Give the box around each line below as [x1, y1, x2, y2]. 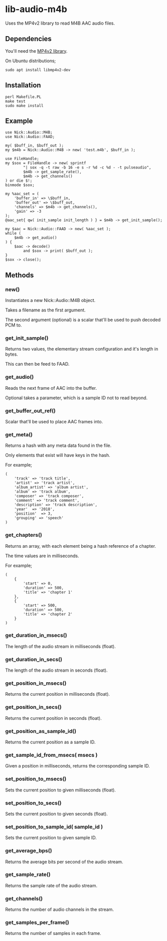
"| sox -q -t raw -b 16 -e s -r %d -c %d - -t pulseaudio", [23, 165, 151, 170]
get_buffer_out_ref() [5, 407, 56, 414]
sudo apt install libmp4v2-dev [5, 67, 71, 72]
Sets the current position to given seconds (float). [5, 811, 108, 817]
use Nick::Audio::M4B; [5, 130, 53, 135]
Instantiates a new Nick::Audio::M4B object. [5, 297, 96, 303]
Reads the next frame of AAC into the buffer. [5, 385, 97, 391]
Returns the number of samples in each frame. [5, 930, 101, 936]
